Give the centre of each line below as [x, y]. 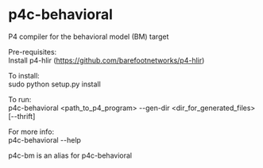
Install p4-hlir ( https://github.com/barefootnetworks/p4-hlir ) [106, 60]
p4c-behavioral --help [45, 139]
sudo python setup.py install [54, 84]
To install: [24, 75]
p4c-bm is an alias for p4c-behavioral [70, 155]
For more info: [31, 132]
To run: [20, 99]
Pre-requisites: [33, 52]
